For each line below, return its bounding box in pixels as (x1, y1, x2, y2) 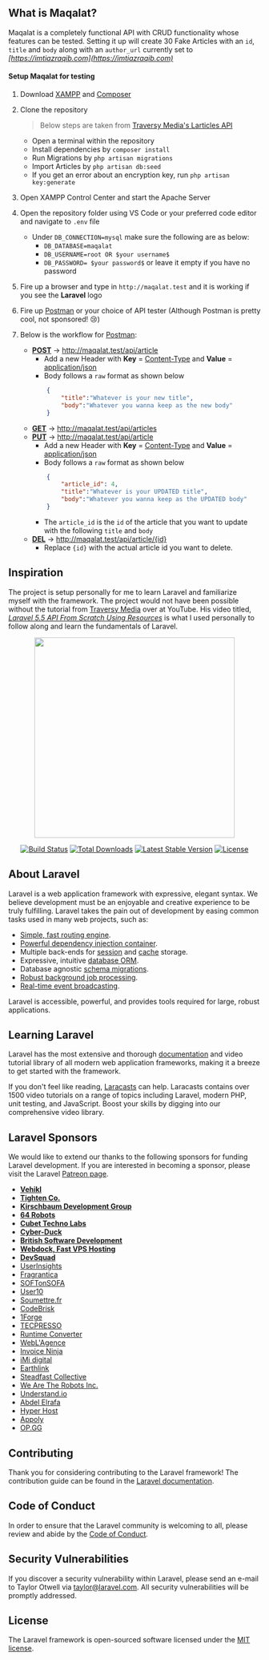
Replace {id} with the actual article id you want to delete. (43, 543, 234, 552)
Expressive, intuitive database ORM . (19, 955, 139, 965)
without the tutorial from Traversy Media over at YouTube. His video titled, (8, 604, 252, 614)
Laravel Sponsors (8, 1130, 98, 1145)
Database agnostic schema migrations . (19, 963, 150, 973)
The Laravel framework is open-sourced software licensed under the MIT (8, 1635, 251, 1645)
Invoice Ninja (19, 1347, 63, 1356)
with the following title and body (43, 525, 154, 535)
